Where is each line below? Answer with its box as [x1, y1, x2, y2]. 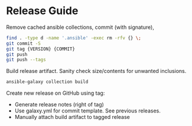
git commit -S [6, 40, 41, 47]
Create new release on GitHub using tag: [6, 89, 105, 97]
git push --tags [6, 57, 46, 63]
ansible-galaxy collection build [6, 79, 89, 85]
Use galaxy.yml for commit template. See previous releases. [14, 107, 161, 114]
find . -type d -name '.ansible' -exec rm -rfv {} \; [6, 35, 142, 41]
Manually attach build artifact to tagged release [14, 114, 130, 121]
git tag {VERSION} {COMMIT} [6, 46, 76, 52]
